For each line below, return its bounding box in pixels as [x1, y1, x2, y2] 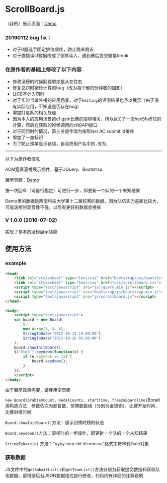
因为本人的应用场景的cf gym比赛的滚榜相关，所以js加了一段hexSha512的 [12, 116, 162, 122]
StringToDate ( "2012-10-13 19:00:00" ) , [23, 331, 103, 336]
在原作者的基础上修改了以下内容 [5, 66, 82, 73]
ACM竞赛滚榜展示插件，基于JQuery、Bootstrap [5, 166, 103, 172]
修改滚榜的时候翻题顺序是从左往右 [12, 78, 83, 84]
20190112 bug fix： [5, 34, 52, 41]
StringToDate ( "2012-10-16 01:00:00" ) [23, 336, 101, 341]
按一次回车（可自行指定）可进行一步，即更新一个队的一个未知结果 [5, 187, 140, 193]
